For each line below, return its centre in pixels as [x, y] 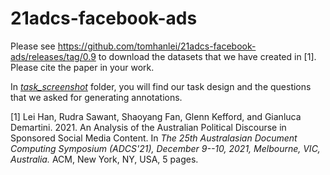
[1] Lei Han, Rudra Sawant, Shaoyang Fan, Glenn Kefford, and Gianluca [156, 116]
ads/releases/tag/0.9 [53, 56]
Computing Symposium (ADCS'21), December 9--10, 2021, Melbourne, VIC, [165, 148]
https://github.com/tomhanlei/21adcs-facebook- [157, 46]
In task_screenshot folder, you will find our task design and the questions [161, 86]
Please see [33, 46]
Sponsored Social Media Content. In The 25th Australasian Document [154, 138]
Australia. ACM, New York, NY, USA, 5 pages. [104, 159]
